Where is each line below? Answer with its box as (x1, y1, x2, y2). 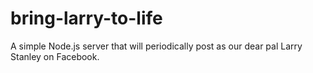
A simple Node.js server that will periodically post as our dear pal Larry (10, 40, 303, 52)
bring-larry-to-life (10, 7, 163, 30)
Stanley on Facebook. (10, 50, 100, 62)
